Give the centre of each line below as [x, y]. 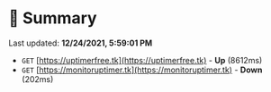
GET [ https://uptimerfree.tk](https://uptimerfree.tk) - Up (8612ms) [142, 60]
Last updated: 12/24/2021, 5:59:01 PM [81, 43]
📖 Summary [53, 18]
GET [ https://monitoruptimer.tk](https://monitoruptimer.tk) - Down [142, 70]
